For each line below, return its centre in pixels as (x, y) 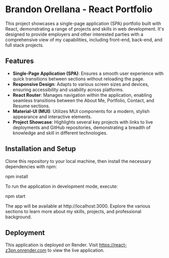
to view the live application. (76, 250)
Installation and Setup (41, 149)
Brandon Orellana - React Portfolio (79, 9)
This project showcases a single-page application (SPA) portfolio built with (83, 23)
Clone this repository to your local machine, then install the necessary (78, 161)
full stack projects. (25, 45)
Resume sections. (31, 106)
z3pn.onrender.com (26, 250)
